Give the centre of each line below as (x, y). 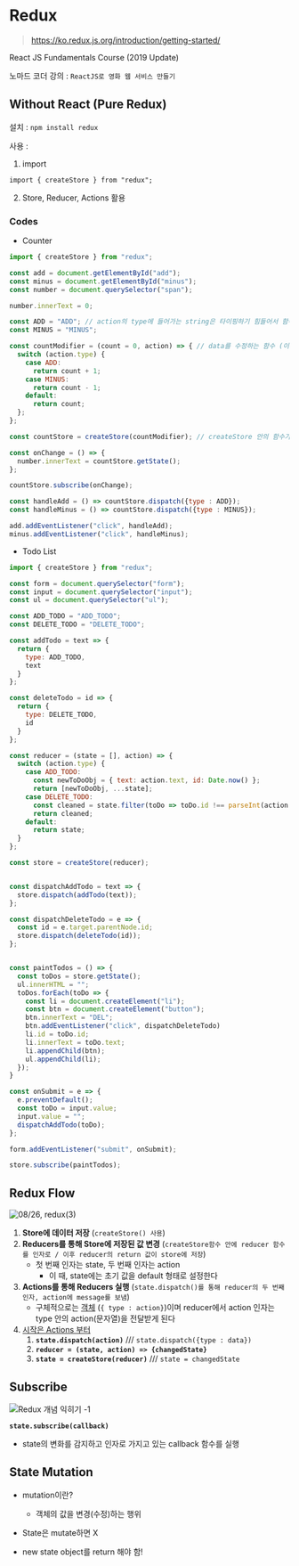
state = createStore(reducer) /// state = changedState (137, 1358)
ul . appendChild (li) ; (63, 1059)
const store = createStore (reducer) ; (79, 863)
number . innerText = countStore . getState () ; (99, 461)
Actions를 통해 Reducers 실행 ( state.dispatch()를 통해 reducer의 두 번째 (153, 1287)
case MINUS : (47, 379)
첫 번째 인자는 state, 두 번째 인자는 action (108, 1265)
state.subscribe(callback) (59, 1426)
